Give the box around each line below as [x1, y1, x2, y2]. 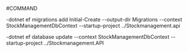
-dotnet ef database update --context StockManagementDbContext [6, 34, 170, 40]
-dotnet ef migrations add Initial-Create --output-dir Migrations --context [6, 16, 183, 23]
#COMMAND [6, 5, 38, 12]
